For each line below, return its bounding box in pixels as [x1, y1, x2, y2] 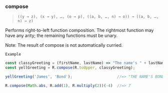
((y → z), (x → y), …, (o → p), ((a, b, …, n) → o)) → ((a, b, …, [17, 14, 159, 19]
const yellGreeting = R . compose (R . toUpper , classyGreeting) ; [5, 65, 135, 70]
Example [5, 52, 21, 57]
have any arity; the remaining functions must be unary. [5, 33, 118, 39]
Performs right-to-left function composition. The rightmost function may [5, 27, 154, 33]
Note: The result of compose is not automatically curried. [5, 42, 123, 48]
